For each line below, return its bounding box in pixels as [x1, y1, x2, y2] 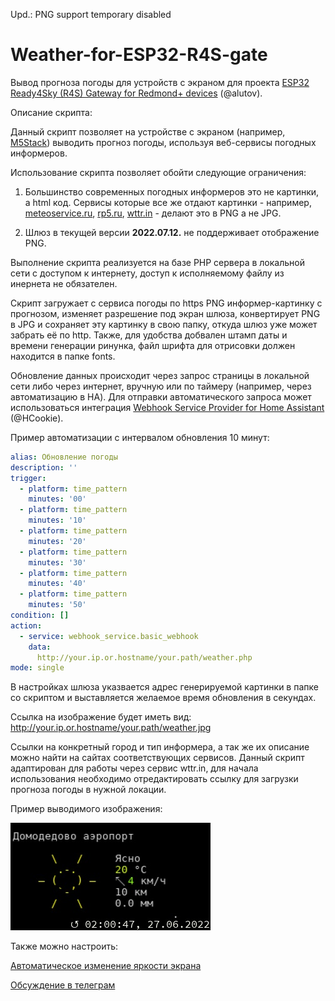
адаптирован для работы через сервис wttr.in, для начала [10, 762, 259, 774]
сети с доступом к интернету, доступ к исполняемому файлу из [10, 267, 285, 279]
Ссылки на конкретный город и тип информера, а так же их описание [10, 741, 310, 753]
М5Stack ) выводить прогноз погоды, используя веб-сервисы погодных [10, 136, 317, 148]
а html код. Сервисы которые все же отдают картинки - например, [24, 196, 312, 208]
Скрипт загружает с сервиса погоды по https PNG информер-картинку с [10, 297, 323, 309]
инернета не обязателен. [10, 277, 118, 289]
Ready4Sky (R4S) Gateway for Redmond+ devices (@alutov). [10, 87, 263, 99]
